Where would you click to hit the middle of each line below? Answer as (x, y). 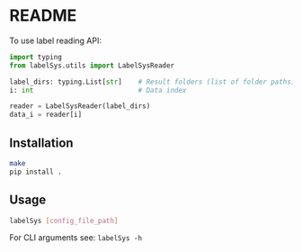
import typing (36, 57)
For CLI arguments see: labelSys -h (75, 238)
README (43, 16)
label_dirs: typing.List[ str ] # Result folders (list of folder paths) (152, 82)
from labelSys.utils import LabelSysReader (92, 65)
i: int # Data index (98, 90)
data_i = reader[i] (46, 115)
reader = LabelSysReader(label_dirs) (80, 106)
